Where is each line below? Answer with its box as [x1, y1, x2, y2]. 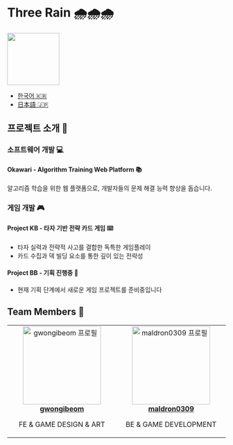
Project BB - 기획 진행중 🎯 [7, 269, 78, 277]
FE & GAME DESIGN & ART [18, 419, 105, 429]
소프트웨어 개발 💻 [7, 145, 64, 155]
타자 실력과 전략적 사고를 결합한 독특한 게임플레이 [17, 243, 151, 251]
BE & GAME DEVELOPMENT [126, 419, 217, 429]
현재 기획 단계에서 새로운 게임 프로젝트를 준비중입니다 [17, 285, 162, 294]
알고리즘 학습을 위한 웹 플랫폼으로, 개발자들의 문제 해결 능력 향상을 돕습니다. [7, 184, 213, 192]
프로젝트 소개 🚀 [7, 122, 68, 135]
